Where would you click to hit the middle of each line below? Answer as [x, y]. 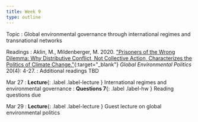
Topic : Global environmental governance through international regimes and [98, 34]
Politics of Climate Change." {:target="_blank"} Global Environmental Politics [99, 64]
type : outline [24, 17]
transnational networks [34, 40]
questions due [24, 95]
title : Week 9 [24, 12]
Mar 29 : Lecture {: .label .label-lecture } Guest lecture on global [84, 106]
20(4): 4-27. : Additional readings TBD [52, 70]
